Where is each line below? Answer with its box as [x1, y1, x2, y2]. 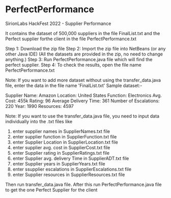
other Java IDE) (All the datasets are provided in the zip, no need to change [5, 51, 163, 57]
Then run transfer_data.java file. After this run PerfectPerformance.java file [5, 181, 162, 187]
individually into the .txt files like [5, 118, 73, 124]
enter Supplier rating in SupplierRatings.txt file [12, 150, 110, 156]
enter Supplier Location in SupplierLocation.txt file [12, 139, 119, 145]
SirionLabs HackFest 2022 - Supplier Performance [5, 20, 111, 26]
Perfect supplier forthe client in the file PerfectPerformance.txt [5, 36, 136, 42]
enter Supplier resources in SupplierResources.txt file [12, 172, 125, 178]
